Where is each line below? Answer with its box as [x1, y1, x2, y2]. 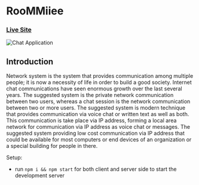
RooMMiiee [6, 4, 64, 18]
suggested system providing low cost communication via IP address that [6, 130, 185, 137]
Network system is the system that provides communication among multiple [6, 72, 194, 80]
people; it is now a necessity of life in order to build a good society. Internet [6, 79, 192, 86]
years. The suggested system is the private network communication [6, 92, 174, 99]
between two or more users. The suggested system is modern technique [6, 104, 186, 111]
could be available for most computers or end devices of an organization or [6, 136, 192, 143]
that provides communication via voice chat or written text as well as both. [6, 111, 189, 118]
